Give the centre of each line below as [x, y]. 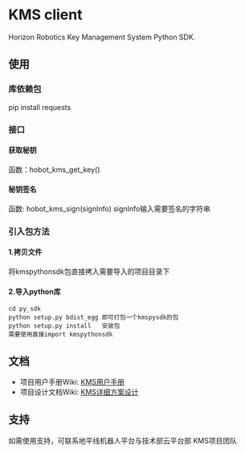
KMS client [45, 15]
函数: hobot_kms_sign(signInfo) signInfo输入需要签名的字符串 [110, 208]
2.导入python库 [35, 292]
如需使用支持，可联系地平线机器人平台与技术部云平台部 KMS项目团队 [122, 440]
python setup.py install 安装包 [64, 326]
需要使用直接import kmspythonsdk [61, 335]
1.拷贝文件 [25, 252]
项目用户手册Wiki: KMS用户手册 [72, 382]
